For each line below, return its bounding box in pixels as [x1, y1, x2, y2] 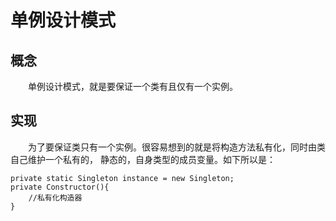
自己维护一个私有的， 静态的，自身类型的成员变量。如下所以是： [10, 153, 276, 165]
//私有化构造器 [28, 192, 83, 203]
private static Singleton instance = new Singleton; [10, 173, 235, 183]
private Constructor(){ [10, 182, 110, 192]
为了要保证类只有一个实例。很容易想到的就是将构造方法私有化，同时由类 [28, 141, 326, 153]
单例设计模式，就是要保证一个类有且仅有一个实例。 [28, 81, 238, 92]
